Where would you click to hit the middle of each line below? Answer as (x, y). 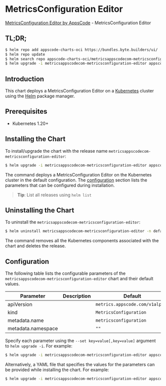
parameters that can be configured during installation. (60, 185)
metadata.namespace (33, 329)
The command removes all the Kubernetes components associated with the (82, 241)
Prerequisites (26, 111)
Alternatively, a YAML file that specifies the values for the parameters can (80, 364)
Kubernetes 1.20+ (30, 123)
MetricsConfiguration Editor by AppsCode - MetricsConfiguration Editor (78, 23)
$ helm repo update (25, 54)
